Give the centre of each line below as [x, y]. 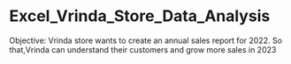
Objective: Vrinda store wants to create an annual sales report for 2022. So [146, 40]
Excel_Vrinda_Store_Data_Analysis [140, 16]
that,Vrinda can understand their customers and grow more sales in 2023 [143, 49]
